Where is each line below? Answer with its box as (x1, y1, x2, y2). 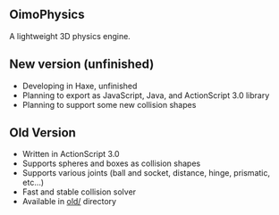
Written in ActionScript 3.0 (21, 149, 120, 160)
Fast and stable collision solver (21, 186, 137, 197)
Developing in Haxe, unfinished (21, 80, 138, 91)
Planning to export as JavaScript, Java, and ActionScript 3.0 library (21, 89, 270, 101)
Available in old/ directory (21, 196, 117, 207)
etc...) (21, 178, 45, 188)
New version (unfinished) (9, 57, 155, 72)
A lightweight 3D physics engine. (9, 30, 131, 41)
